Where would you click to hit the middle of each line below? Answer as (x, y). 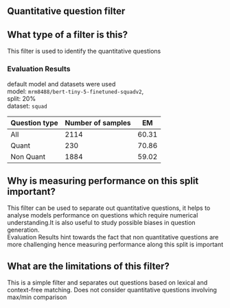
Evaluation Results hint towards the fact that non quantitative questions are (113, 237)
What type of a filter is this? (68, 35)
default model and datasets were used (61, 84)
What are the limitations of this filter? (88, 266)
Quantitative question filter (66, 11)
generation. (23, 230)
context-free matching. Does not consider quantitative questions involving (112, 290)
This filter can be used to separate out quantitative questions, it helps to (109, 208)
